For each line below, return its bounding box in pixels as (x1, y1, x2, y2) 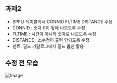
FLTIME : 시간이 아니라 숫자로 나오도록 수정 (12, 31, 97, 37)
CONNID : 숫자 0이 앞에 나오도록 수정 (12, 25, 85, 30)
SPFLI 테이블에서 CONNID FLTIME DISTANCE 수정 (12, 19, 113, 25)
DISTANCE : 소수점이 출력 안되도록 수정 (12, 37, 90, 43)
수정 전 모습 (5, 59, 39, 67)
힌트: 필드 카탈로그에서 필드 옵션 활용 (12, 43, 84, 49)
